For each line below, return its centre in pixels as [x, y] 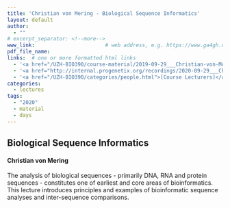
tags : [15, 96]
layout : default [30, 20]
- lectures [29, 90]
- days [23, 115]
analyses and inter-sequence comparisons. [68, 197]
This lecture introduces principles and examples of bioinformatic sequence [113, 190]
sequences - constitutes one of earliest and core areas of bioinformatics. [110, 183]
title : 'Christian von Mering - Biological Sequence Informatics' [104, 13]
